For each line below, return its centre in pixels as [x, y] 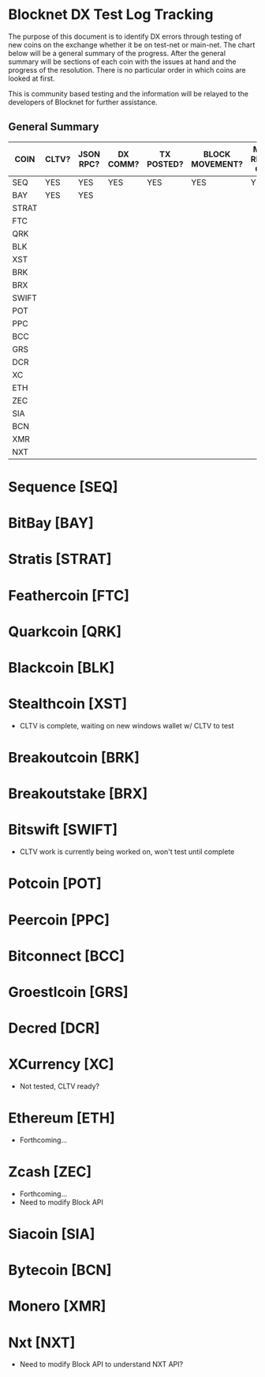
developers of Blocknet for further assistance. [83, 102]
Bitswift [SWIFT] [63, 830]
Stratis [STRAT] [60, 559]
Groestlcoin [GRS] [68, 992]
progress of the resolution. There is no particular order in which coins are [127, 70]
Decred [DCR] [54, 1028]
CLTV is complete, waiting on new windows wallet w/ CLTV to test [127, 725]
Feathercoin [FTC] [69, 595]
